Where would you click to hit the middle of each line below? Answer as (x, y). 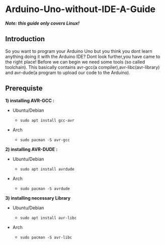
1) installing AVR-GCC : (30, 100)
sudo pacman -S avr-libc (46, 237)
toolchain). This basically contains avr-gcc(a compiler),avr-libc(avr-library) (82, 67)
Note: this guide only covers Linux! (42, 23)
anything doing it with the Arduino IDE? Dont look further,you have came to (83, 56)
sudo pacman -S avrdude (45, 189)
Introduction (25, 39)
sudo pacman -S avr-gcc (45, 140)
